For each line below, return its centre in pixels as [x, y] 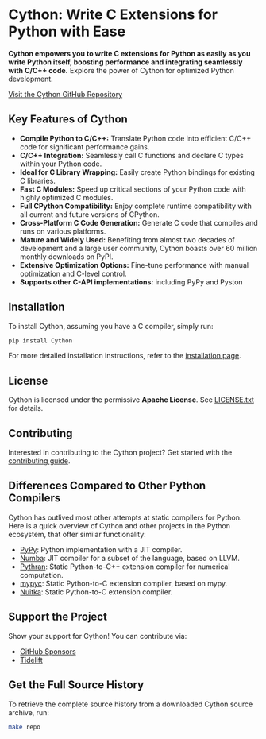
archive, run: [29, 712]
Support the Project [58, 617]
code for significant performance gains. [85, 147]
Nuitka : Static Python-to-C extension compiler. [96, 592]
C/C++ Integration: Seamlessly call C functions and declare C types [131, 155]
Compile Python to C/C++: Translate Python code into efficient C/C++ [135, 138]
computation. [41, 575]
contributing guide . [39, 461]
